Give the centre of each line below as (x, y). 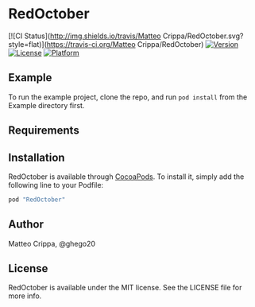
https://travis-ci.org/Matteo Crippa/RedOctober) (125, 44)
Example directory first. (46, 105)
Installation (37, 157)
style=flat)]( (28, 44)
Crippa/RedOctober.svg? (203, 36)
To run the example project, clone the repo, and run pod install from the (128, 97)
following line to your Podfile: (56, 185)
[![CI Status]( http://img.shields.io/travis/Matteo (85, 36)
